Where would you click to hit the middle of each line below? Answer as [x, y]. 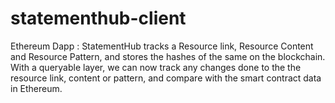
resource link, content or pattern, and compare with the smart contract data [166, 78]
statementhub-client [98, 18]
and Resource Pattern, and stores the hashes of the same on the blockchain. [168, 56]
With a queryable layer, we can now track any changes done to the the [156, 67]
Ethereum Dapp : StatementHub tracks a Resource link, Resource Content [162, 46]
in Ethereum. [36, 88]
